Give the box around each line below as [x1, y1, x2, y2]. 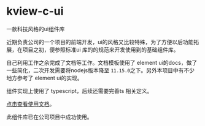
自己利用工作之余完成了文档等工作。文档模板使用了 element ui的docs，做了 [6, 59, 198, 66]
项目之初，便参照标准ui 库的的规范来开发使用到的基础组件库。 [22, 46, 179, 53]
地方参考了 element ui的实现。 [6, 74, 83, 81]
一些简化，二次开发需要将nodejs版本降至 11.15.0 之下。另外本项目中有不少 [6, 66, 195, 74]
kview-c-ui [6, 4, 64, 18]
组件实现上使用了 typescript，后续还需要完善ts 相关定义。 [6, 87, 153, 94]
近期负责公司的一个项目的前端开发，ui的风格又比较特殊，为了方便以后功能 [6, 38, 194, 45]
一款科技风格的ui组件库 [6, 25, 65, 32]
